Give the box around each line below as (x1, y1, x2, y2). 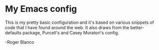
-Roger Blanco (5, 39, 34, 45)
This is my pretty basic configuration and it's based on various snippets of (5, 19, 155, 25)
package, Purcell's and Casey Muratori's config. (22, 30, 119, 35)
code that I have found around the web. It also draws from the (5, 24, 129, 30)
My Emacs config (5, 3, 77, 15)
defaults (5, 30, 22, 35)
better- (130, 24, 144, 30)
